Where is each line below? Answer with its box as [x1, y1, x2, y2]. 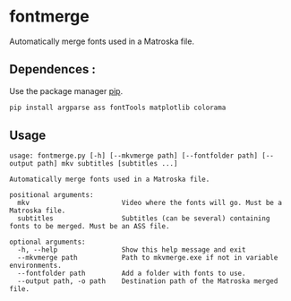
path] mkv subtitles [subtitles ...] [37, 159, 178, 168]
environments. [9, 262, 63, 271]
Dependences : [9, 62, 96, 77]
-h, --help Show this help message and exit [17, 245, 246, 254]
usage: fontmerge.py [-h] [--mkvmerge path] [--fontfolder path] [9, 151, 258, 160]
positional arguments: [9, 191, 94, 200]
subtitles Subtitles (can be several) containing [17, 214, 270, 223]
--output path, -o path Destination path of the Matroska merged [17, 277, 278, 286]
